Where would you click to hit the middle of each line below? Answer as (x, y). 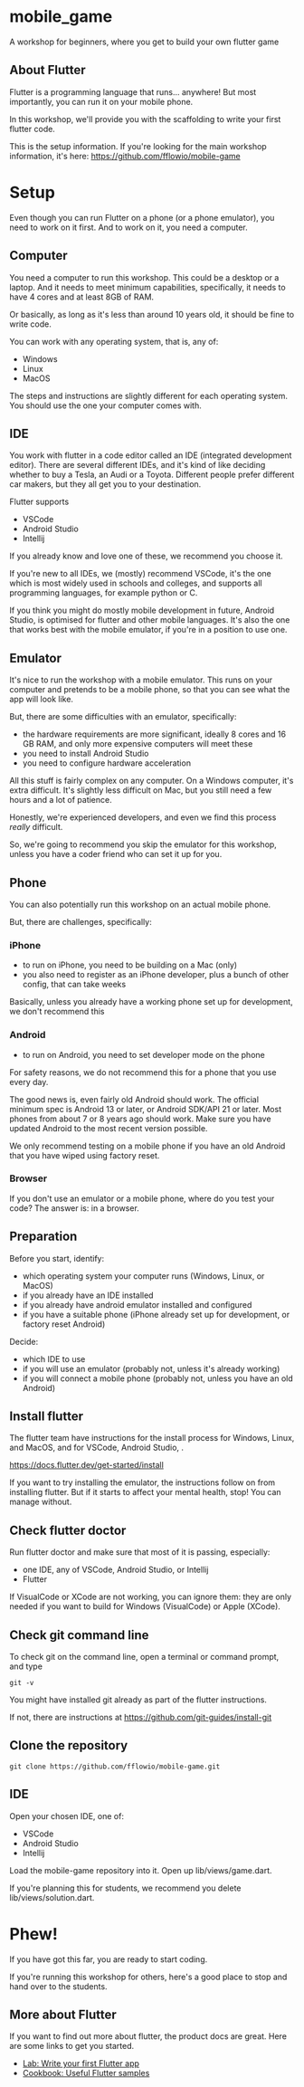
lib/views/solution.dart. (52, 1897)
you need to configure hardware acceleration (107, 763)
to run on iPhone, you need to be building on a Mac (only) (130, 965)
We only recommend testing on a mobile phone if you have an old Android (147, 1146)
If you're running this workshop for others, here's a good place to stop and (148, 1977)
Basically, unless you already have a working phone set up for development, (151, 1002)
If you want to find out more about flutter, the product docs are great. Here (148, 2036)
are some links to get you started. (72, 2046)
